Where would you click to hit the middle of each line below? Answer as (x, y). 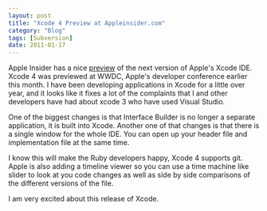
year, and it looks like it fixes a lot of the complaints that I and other (118, 93)
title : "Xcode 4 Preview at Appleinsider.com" (87, 23)
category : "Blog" (37, 30)
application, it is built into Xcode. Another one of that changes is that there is (134, 126)
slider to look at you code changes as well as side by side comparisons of (130, 175)
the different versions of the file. (61, 183)
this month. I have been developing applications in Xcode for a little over (127, 85)
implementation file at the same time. (69, 143)
